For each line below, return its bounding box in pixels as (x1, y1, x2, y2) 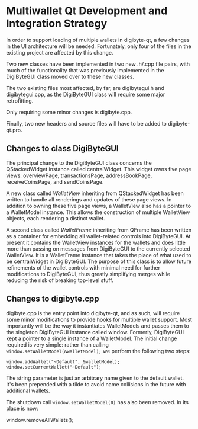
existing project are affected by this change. (6, 49, 113, 56)
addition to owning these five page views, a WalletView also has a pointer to (6, 202, 191, 209)
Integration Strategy (6, 17, 108, 30)
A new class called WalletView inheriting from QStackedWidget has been (6, 190, 184, 197)
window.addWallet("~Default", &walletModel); (6, 358, 120, 365)
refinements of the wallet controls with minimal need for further (6, 264, 161, 271)
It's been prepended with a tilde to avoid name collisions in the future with (6, 380, 186, 388)
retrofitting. (6, 97, 34, 104)
